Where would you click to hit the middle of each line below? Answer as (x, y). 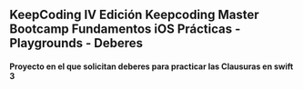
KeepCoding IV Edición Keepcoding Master (134, 15)
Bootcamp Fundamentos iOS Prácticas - (125, 30)
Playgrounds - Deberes (76, 43)
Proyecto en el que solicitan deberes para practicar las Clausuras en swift (151, 66)
